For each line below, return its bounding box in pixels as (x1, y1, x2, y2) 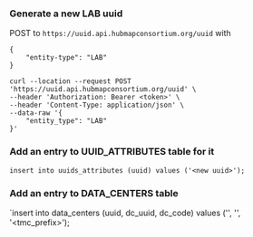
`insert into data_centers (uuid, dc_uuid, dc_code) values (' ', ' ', (9, 207, 241, 218)
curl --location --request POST (9, 77, 131, 86)
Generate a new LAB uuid (9, 7, 123, 20)
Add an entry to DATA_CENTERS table (9, 186, 179, 199)
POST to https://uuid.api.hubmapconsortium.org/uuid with (9, 28, 231, 39)
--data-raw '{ (9, 109, 63, 118)
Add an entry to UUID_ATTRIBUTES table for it (9, 146, 215, 158)
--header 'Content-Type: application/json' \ (9, 100, 184, 110)
